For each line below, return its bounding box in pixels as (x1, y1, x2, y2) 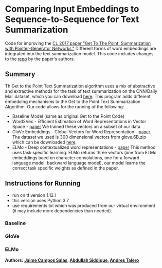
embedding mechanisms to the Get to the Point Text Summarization (5, 99, 141, 104)
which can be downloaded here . (12, 139, 77, 145)
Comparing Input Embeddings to (5, 3, 140, 15)
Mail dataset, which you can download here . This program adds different (5, 93, 151, 99)
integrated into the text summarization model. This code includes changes (5, 50, 154, 57)
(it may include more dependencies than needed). (12, 207, 112, 213)
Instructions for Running (5, 179, 81, 187)
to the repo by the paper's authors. (5, 56, 75, 62)
